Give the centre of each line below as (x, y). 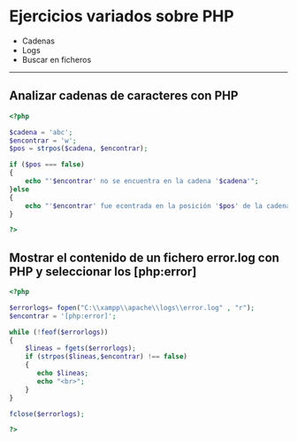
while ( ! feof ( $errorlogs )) (59, 332)
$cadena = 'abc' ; (41, 132)
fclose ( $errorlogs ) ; (47, 414)
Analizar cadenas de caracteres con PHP (124, 96)
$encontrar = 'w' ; (43, 140)
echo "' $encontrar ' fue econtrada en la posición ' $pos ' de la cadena (158, 205)
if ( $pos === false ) (47, 165)
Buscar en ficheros (57, 59)
